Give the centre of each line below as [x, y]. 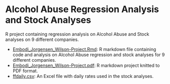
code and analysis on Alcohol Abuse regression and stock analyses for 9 [89, 55]
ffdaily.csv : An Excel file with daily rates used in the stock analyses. [83, 76]
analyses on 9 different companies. [42, 39]
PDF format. [25, 71]
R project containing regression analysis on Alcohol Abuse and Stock [77, 34]
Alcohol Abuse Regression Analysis [82, 9]
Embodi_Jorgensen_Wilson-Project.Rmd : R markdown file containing [84, 49]
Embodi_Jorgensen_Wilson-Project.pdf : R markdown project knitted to [86, 65]
